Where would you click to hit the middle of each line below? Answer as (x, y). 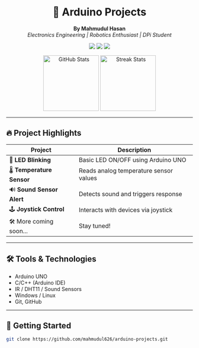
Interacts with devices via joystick (126, 210)
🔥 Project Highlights (44, 133)
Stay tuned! (95, 226)
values (88, 178)
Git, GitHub (28, 301)
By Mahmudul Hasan (99, 28)
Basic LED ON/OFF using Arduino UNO (133, 159)
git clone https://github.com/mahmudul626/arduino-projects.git (87, 339)
